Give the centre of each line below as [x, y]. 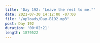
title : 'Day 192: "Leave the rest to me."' [50, 10]
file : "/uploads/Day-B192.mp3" [37, 19]
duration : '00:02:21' [27, 28]
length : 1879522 [22, 33]
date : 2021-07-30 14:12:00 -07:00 [41, 14]
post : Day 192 [20, 23]
